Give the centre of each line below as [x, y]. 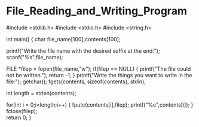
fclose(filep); [22, 111]
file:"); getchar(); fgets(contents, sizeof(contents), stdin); [76, 81]
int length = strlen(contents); [41, 93]
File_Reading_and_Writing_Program [97, 11]
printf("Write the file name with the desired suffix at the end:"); [83, 51]
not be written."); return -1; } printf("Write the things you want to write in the [99, 75]
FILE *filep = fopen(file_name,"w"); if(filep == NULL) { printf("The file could [99, 69]
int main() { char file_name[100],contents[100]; [63, 39]
